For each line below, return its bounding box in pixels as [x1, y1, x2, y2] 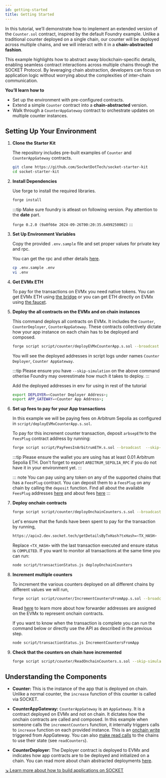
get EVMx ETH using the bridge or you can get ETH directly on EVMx [12, 294, 154, 300]
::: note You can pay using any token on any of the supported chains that [12, 474, 161, 480]
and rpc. [12, 246, 30, 252]
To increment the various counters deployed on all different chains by [12, 581, 155, 587]
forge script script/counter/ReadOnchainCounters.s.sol [12, 659, 130, 664]
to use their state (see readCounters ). [12, 738, 88, 744]
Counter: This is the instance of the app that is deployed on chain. [12, 686, 148, 692]
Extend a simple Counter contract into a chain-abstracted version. [12, 102, 148, 108]
